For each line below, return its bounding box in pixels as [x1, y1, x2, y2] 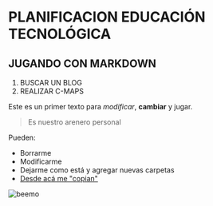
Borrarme [19, 149, 52, 157]
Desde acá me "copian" [19, 174, 98, 183]
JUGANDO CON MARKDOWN [8, 57, 157, 70]
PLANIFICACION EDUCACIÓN [8, 8, 206, 26]
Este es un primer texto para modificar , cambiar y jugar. [8, 102, 193, 111]
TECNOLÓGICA [8, 25, 112, 43]
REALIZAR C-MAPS [19, 86, 84, 96]
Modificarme [19, 156, 62, 166]
